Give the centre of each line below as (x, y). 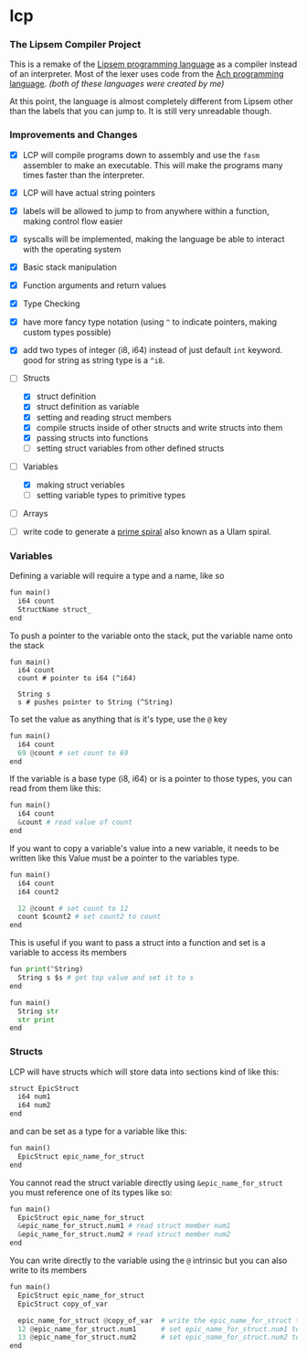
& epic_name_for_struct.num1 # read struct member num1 (124, 1226)
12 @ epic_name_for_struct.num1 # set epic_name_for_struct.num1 (153, 1329)
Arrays (35, 513)
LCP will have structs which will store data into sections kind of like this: (144, 1072)
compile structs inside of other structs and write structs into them (159, 427)
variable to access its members (69, 953)
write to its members (48, 1270)
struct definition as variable (88, 407)
